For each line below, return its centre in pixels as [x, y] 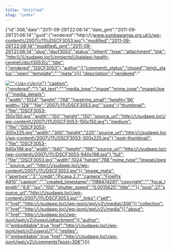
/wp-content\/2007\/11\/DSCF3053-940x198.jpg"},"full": [65, 154]
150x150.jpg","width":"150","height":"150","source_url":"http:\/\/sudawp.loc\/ [85, 116]
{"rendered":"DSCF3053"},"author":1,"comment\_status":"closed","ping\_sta [85, 68]
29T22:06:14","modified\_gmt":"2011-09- [49, 46]
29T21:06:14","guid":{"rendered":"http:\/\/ [49, 35]
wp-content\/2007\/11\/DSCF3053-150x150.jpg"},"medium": [69, 121]
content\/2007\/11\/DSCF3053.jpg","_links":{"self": [59, 198]
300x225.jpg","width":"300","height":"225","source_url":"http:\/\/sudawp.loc [86, 132]
